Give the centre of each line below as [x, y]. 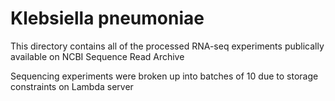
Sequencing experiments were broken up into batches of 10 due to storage [164, 76]
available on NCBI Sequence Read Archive [97, 56]
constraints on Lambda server [72, 86]
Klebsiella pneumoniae [107, 18]
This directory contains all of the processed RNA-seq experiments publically [167, 46]
